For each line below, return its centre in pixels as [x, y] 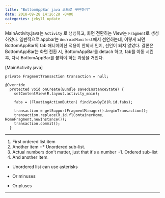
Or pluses [22, 186]
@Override [15, 85]
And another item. [30, 157]
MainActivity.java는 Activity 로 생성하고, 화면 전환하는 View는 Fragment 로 [77, 33]
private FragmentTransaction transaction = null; [57, 76]
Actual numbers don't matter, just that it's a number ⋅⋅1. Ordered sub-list [85, 152]
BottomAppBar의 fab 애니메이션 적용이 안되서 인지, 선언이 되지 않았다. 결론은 [79, 46]
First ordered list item [34, 142]
